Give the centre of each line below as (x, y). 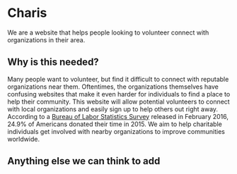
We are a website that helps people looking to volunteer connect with (108, 32)
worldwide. (24, 139)
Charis (27, 13)
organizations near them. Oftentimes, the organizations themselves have (113, 87)
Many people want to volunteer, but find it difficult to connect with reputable (118, 79)
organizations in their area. (46, 39)
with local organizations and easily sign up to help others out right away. (112, 109)
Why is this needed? (53, 62)
